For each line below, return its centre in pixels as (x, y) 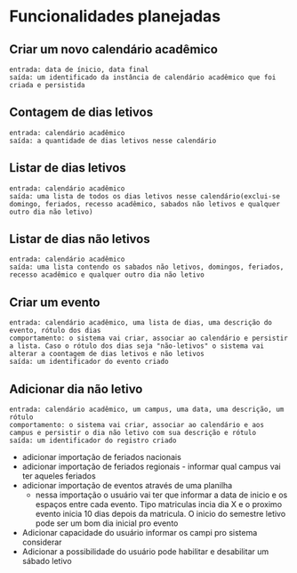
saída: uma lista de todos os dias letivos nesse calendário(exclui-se (144, 196)
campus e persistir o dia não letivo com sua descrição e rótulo (132, 433)
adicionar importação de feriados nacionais (102, 457)
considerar (42, 542)
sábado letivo (47, 561)
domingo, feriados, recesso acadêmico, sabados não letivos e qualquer (144, 204)
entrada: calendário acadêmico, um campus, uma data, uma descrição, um (147, 410)
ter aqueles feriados (59, 476)
